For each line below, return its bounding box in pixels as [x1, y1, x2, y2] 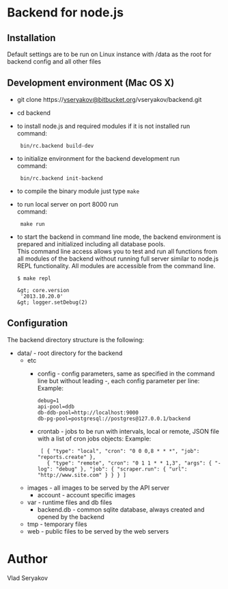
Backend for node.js [7, 5, 124, 21]
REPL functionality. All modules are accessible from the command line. [16, 261, 216, 270]
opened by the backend [37, 512, 104, 521]
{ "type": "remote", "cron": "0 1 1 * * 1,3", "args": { [46, 460, 212, 467]
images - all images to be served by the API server [27, 484, 169, 492]
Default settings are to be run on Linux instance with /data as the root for [7, 50, 212, 58]
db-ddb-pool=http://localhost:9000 [37, 409, 139, 416]
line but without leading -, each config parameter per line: [37, 376, 200, 384]
